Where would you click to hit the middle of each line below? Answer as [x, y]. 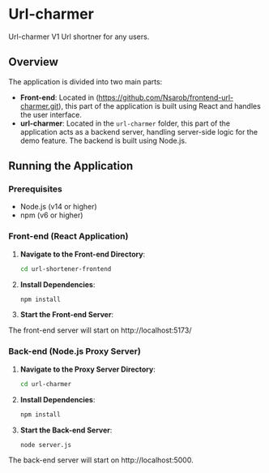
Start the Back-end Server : [66, 430]
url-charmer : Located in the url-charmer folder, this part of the [125, 123]
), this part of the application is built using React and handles [159, 105]
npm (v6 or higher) [51, 215]
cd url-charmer [46, 384]
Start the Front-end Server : [67, 315]
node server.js [46, 445]
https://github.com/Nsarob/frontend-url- [166, 97]
